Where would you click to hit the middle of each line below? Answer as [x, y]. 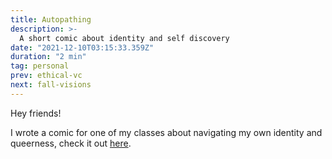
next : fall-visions [51, 85]
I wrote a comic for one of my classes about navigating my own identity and [166, 132]
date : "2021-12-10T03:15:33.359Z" [82, 47]
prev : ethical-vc [46, 76]
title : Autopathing [51, 19]
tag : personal [40, 66]
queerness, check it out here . [71, 143]
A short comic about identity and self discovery [124, 38]
